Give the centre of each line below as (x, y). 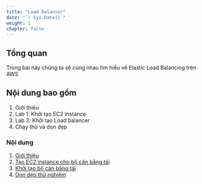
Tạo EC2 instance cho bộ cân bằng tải (62, 162)
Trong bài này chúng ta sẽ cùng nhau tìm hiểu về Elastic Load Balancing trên (101, 68)
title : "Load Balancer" (36, 12)
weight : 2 (19, 23)
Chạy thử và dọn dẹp (41, 127)
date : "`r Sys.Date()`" (36, 17)
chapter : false (25, 29)
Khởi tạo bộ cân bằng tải (46, 168)
